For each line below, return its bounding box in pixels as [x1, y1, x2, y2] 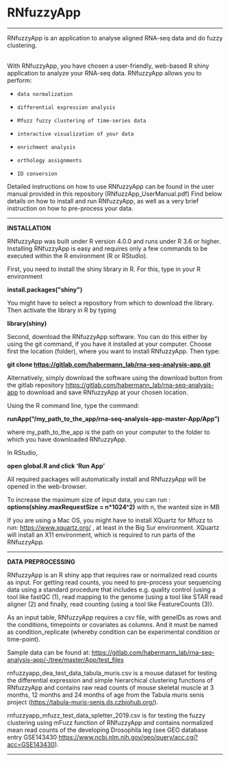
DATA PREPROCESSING [7, 557, 75, 566]
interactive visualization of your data [16, 130, 134, 138]
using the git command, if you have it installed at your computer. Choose [7, 340, 212, 348]
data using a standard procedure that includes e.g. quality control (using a [7, 585, 216, 594]
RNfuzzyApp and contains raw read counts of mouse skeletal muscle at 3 [7, 683, 214, 691]
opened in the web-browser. [7, 482, 88, 490]
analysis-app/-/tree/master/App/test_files [7, 655, 125, 663]
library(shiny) [7, 319, 47, 327]
